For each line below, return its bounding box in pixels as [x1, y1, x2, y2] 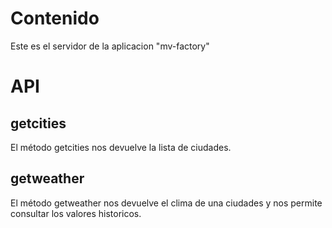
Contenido [10, 7, 100, 30]
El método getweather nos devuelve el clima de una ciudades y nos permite [10, 197, 323, 209]
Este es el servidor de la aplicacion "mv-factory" [10, 40, 210, 52]
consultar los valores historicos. [10, 207, 142, 219]
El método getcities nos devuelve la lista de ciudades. [10, 141, 232, 153]
